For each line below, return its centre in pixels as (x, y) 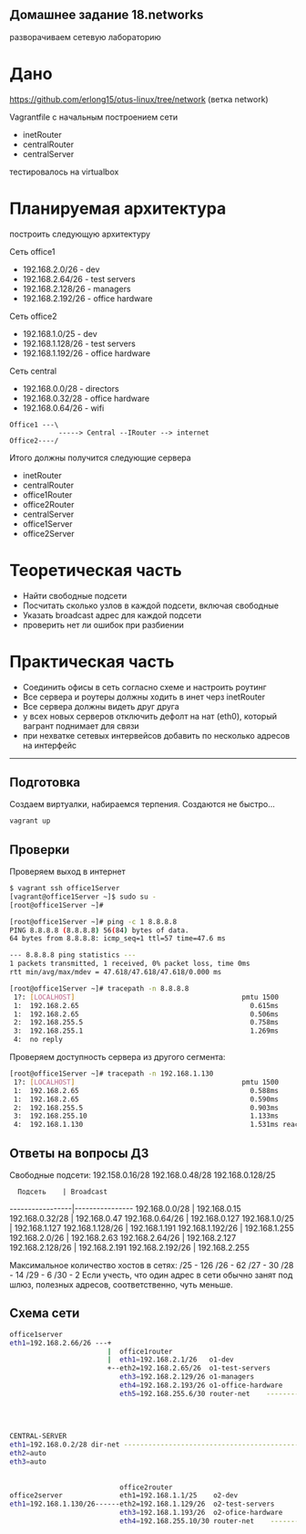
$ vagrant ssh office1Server (65, 888)
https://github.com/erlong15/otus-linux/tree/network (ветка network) (139, 99)
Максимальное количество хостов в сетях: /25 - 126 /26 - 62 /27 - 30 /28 (152, 1265)
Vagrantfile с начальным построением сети (94, 117)
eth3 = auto (28, 1461)
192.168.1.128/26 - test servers (79, 343)
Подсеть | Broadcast (62, 1192)
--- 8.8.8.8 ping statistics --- (73, 955)
